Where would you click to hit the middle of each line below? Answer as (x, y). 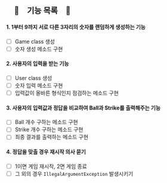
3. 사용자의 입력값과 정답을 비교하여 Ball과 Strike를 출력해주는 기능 (83, 108)
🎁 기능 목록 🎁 (42, 11)
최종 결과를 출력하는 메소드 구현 (51, 137)
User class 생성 (33, 78)
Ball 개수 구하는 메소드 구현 (47, 122)
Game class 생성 (35, 41)
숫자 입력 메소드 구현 (39, 85)
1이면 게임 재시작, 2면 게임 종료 (51, 166)
